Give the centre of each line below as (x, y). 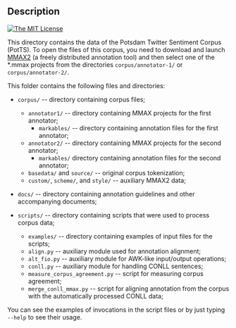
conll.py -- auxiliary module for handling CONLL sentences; (116, 266)
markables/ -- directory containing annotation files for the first (128, 128)
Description (33, 12)
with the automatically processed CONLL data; (95, 296)
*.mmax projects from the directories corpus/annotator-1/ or (95, 64)
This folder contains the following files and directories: (86, 86)
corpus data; (36, 222)
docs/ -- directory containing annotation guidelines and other (106, 194)
